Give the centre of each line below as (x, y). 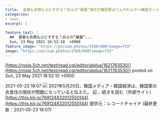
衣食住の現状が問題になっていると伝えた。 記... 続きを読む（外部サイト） (80, 92)
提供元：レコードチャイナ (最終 (121, 103)
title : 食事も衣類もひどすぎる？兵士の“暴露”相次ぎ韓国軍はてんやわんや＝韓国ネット (82, 10)
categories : (17, 14)
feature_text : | (22, 33)
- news (12, 19)
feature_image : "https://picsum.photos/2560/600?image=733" (68, 46)
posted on (143, 70)
